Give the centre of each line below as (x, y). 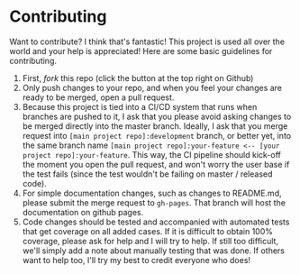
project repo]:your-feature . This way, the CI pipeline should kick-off (152, 154)
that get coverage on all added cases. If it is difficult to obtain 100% (147, 231)
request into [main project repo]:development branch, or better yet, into (156, 135)
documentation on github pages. (83, 212)
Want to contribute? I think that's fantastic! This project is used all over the (147, 41)
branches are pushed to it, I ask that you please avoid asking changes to (157, 116)
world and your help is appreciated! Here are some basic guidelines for (141, 50)
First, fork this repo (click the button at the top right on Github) (138, 78)
